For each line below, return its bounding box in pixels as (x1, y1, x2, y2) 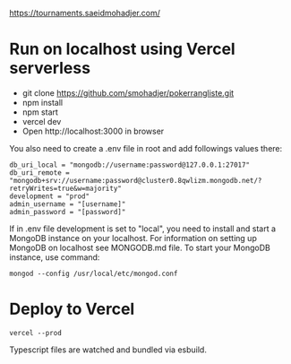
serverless (9, 58, 91, 79)
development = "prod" (9, 192, 90, 201)
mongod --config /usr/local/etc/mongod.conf (9, 269, 178, 278)
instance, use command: (9, 251, 100, 263)
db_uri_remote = (9, 168, 70, 178)
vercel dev (21, 116, 62, 126)
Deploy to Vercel (9, 299, 135, 319)
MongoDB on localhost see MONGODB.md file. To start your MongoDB (9, 242, 270, 253)
